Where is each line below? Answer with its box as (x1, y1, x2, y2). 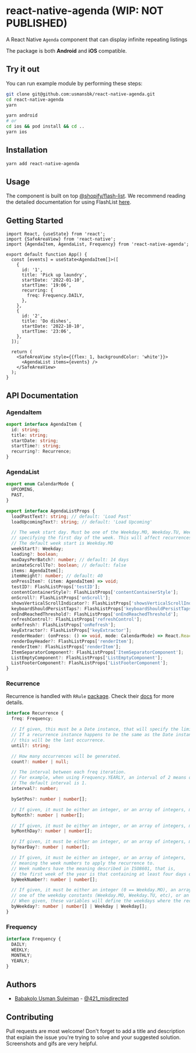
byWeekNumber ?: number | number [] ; (11, 877, 98, 883)
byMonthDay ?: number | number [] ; (11, 828, 93, 834)
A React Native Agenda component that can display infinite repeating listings (6, 36, 188, 43)
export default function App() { (6, 252, 87, 258)
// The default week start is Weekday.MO (11, 541, 114, 546)
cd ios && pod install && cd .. (6, 124, 85, 129)
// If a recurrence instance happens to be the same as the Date (11, 732, 174, 738)
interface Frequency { (6, 936, 61, 942)
